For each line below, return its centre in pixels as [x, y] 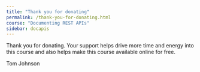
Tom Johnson [23, 64]
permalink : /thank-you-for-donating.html [59, 17]
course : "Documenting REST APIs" [48, 23]
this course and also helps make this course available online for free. [91, 52]
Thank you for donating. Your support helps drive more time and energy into [100, 46]
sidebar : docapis [28, 28]
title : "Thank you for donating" [48, 12]
